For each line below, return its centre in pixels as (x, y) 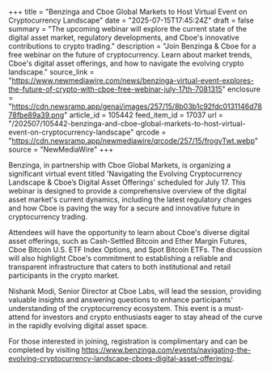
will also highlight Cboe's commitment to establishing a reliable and (121, 258)
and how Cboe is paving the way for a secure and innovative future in (124, 208)
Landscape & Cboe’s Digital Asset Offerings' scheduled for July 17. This (127, 182)
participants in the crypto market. (64, 275)
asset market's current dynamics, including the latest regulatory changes (130, 199)
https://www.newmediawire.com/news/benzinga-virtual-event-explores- (133, 81)
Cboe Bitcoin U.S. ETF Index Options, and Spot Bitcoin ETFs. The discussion (135, 249)
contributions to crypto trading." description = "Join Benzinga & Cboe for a (132, 46)
